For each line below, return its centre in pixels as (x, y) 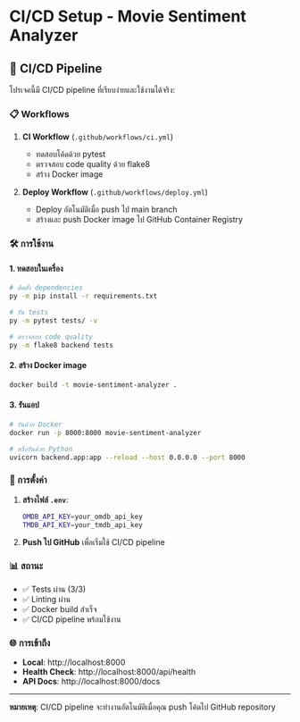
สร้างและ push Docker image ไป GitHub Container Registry (139, 220)
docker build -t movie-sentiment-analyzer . (93, 385)
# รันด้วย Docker (36, 424)
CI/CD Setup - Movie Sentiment (128, 17)
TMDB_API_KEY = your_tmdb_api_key (82, 525)
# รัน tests (29, 313)
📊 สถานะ (26, 567)
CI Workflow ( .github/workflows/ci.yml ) (98, 137)
